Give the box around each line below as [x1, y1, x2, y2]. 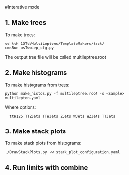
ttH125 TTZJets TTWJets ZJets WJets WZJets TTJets [9, 114, 116, 119]
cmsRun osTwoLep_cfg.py [5, 45, 54, 50]
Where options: [5, 104, 36, 110]
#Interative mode [5, 4, 40, 10]
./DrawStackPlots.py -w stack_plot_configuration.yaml [5, 150, 120, 155]
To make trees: [5, 32, 35, 38]
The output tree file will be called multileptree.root [5, 54, 107, 60]
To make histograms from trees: [5, 82, 70, 87]
